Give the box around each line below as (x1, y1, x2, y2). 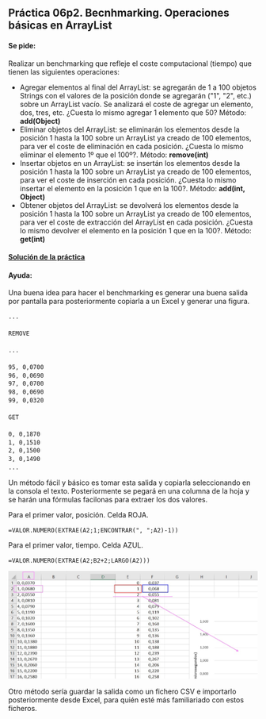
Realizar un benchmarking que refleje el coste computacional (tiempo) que (8, 59, 252, 68)
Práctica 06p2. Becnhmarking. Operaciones (8, 6, 230, 20)
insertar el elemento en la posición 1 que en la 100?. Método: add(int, (19, 183, 245, 193)
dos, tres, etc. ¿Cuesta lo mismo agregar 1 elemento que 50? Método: (19, 107, 247, 117)
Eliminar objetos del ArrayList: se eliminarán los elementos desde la (19, 125, 240, 134)
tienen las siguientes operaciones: (8, 67, 120, 76)
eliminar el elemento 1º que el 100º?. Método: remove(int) (19, 150, 209, 160)
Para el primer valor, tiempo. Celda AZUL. (8, 540, 144, 550)
